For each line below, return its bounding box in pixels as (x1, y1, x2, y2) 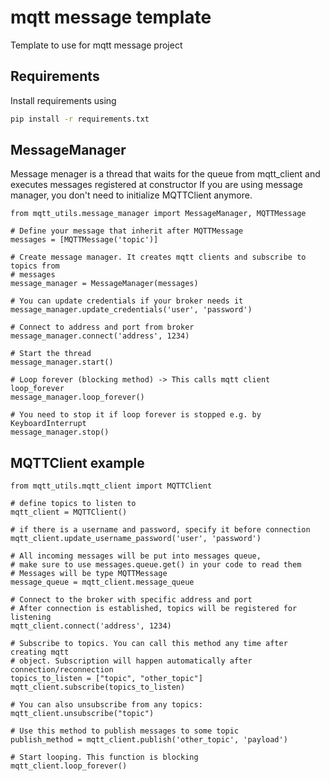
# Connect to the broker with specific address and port (10, 595, 253, 605)
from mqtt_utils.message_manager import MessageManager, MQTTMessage (10, 209, 307, 219)
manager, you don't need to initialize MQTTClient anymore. (10, 189, 253, 201)
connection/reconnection (10, 665, 114, 675)
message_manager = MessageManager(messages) (10, 279, 199, 289)
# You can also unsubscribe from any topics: (10, 700, 203, 710)
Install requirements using (10, 94, 117, 106)
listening (10, 612, 52, 623)
